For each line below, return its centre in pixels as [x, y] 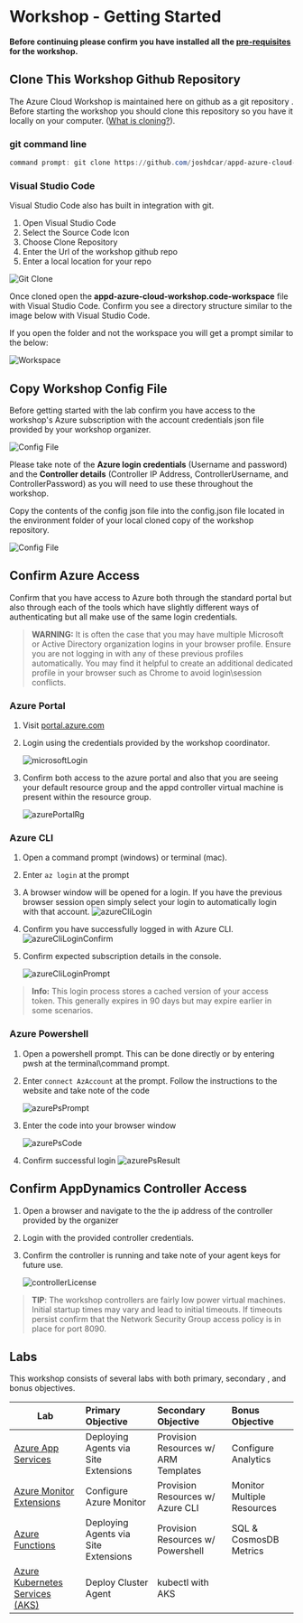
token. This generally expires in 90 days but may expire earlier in [151, 1001]
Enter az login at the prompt [76, 875]
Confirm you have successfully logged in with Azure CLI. [128, 929]
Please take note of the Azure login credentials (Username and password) [148, 465]
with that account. [56, 912]
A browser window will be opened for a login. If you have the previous [152, 892]
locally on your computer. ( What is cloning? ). [92, 120]
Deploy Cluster [117, 1582]
